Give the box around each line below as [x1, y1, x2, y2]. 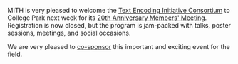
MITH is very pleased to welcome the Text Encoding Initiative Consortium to [7, 6, 230, 14]
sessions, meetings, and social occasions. [7, 28, 131, 37]
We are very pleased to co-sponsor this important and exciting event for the [7, 43, 230, 50]
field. [7, 50, 23, 58]
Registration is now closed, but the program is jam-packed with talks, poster [7, 21, 232, 29]
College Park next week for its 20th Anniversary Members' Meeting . [7, 14, 207, 22]
